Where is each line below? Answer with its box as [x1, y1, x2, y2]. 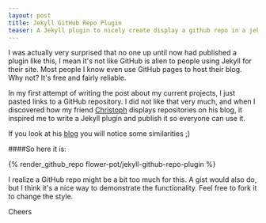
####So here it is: [8, 144, 67, 154]
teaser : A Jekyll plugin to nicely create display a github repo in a [8, 26, 246, 34]
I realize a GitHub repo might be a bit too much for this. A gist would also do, [8, 175, 257, 184]
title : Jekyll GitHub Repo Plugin [8, 19, 123, 27]
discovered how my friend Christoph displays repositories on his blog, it [8, 105, 243, 115]
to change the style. [8, 191, 74, 202]
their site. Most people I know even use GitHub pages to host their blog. [8, 65, 243, 74]
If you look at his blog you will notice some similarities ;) [8, 129, 191, 138]
